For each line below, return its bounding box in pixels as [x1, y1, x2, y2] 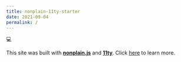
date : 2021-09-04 [6, 14, 49, 20]
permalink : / [6, 19, 38, 25]
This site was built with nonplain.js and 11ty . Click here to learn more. [6, 49, 176, 56]
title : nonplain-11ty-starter [6, 8, 81, 15]
